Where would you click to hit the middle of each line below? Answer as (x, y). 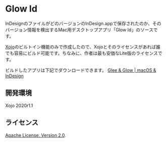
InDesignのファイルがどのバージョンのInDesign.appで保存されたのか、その (83, 23)
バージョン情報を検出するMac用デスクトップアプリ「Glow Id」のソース (79, 30)
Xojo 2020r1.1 (19, 105)
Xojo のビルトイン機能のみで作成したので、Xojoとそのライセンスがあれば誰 (83, 46)
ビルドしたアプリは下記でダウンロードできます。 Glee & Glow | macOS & (81, 70)
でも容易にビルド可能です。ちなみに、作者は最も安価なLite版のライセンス (81, 53)
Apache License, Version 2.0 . (36, 135)
